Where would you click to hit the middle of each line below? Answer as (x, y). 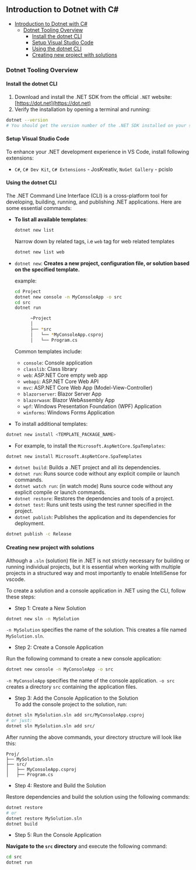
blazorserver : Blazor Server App (62, 394)
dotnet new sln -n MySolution (43, 619)
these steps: (21, 597)
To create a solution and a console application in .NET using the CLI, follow (96, 590)
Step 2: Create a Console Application (59, 647)
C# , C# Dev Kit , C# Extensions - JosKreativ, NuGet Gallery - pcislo (94, 169)
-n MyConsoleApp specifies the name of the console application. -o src (90, 680)
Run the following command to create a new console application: (84, 659)
